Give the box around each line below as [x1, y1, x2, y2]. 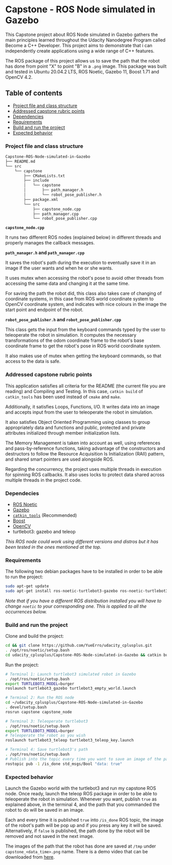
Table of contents [5, 89, 62, 98]
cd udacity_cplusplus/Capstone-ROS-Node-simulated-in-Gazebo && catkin [5, 652, 161, 657]
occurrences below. [5, 608, 47, 614]
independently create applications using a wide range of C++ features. [5, 48, 155, 54]
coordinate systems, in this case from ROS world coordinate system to [5, 296, 154, 302]
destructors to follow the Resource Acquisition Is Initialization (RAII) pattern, [5, 450, 165, 457]
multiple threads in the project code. [5, 477, 82, 483]
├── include [24, 178, 50, 183]
